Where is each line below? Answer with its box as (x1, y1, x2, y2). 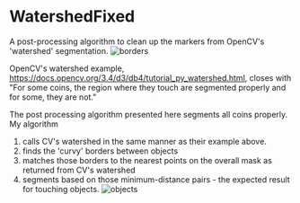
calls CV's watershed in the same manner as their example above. (22, 136, 267, 146)
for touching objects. (22, 183, 101, 194)
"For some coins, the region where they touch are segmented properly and (9, 82, 287, 93)
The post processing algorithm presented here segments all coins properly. (9, 109, 288, 119)
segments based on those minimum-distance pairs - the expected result (22, 173, 290, 185)
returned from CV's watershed (22, 164, 137, 175)
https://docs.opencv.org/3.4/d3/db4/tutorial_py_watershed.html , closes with (9, 72, 292, 83)
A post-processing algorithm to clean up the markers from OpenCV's (9, 36, 265, 47)
